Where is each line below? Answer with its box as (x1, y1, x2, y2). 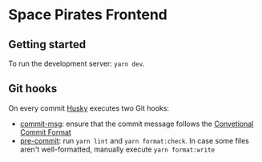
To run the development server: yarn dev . (8, 59, 146, 68)
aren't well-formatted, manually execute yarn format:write (19, 144, 215, 154)
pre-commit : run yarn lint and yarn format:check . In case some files (19, 136, 250, 145)
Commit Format (19, 127, 72, 137)
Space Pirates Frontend (8, 6, 168, 24)
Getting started (8, 38, 87, 51)
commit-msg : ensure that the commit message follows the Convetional (19, 119, 254, 128)
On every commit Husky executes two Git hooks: (8, 103, 170, 113)
